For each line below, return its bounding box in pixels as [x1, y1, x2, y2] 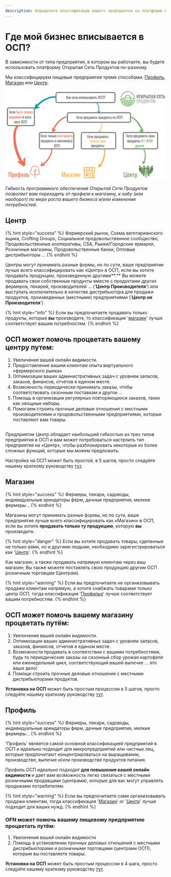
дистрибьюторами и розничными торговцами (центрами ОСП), [12, 845, 151, 851]
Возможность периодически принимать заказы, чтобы [12, 384, 133, 390]
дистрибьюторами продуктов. [12, 676, 79, 682]
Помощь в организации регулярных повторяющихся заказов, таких [12, 395, 160, 401]
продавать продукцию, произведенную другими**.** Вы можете [5, 272, 147, 279]
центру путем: [5, 343, 54, 352]
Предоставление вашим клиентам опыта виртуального [12, 362, 133, 368]
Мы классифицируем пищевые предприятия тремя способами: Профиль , [5, 74, 165, 80]
